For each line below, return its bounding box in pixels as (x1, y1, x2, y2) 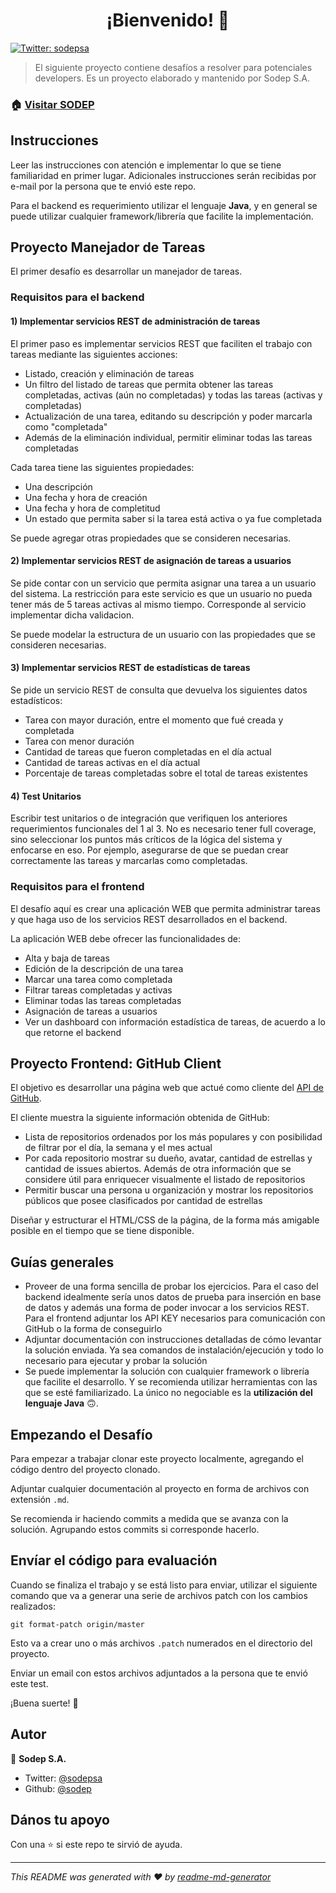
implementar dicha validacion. (10, 609, 135, 621)
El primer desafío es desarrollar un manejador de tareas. (10, 265, 243, 278)
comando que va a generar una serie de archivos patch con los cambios (10, 1589, 308, 1601)
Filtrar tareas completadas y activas (24, 984, 173, 996)
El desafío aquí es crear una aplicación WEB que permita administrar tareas (10, 902, 321, 914)
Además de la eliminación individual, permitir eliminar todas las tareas (24, 431, 313, 443)
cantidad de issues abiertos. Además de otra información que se (24, 1163, 292, 1175)
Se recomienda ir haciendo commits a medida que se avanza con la (10, 1512, 289, 1524)
